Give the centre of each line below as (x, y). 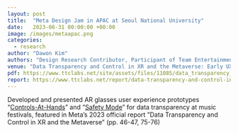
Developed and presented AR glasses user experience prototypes (103, 100)
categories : (25, 40)
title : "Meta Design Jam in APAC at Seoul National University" (106, 21)
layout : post (27, 14)
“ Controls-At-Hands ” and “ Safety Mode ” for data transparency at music (112, 108)
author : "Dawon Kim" (38, 54)
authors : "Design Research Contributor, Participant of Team (100, 60)
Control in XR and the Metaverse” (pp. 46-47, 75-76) (84, 122)
